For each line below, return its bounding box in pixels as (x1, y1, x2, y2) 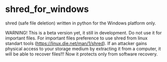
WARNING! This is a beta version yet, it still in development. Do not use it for (5, 29, 162, 35)
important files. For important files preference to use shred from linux (5, 35, 148, 41)
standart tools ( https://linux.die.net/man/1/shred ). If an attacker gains (5, 40, 147, 46)
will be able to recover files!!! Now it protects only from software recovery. (5, 51, 158, 57)
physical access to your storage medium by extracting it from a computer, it (5, 45, 161, 51)
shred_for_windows (5, 3, 89, 15)
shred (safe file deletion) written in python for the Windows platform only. (5, 20, 156, 26)
